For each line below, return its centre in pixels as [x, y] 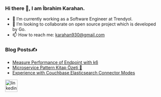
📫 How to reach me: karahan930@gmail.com [58, 35]
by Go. [19, 29]
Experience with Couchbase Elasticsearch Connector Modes [74, 73]
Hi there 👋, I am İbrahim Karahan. [45, 8]
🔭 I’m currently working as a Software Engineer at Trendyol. [72, 19]
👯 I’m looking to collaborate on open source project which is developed [84, 24]
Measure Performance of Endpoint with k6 [55, 62]
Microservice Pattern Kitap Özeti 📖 [47, 67]
